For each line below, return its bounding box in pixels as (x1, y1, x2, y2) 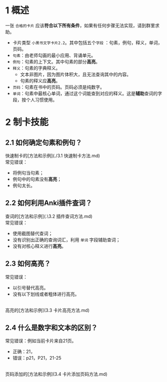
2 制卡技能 (5, 116, 49, 128)
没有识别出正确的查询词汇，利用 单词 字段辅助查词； (12, 237, 120, 243)
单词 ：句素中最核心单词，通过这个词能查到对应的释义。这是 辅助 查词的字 (12, 90, 162, 97)
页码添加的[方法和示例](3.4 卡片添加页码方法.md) (5, 371, 108, 377)
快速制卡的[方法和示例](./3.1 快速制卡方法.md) (5, 152, 100, 158)
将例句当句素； (12, 170, 44, 176)
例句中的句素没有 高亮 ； (12, 176, 62, 182)
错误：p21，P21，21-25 (12, 355, 62, 361)
